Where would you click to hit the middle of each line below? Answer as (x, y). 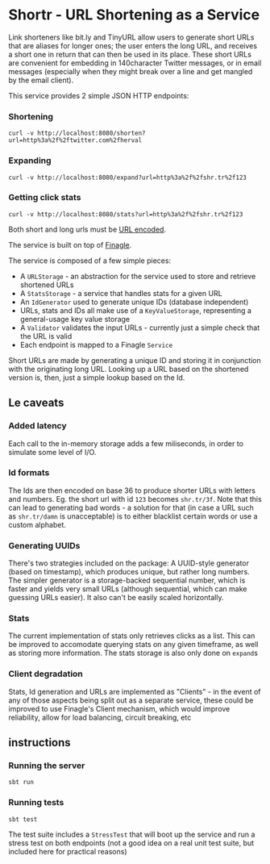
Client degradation (46, 674)
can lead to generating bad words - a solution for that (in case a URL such (131, 507)
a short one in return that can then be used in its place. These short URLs (130, 54)
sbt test (23, 819)
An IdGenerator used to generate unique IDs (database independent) (134, 302)
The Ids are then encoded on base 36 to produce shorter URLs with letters (132, 490)
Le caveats (36, 403)
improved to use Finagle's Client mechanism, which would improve (119, 708)
